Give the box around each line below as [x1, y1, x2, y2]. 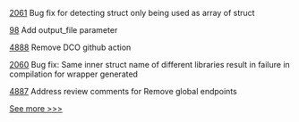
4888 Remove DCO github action [9, 42, 132, 53]
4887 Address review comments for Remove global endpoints [9, 86, 237, 96]
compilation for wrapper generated [9, 69, 139, 79]
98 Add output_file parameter [9, 25, 118, 35]
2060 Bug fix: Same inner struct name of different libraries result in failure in [9, 60, 291, 69]
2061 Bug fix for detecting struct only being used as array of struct [9, 8, 255, 18]
